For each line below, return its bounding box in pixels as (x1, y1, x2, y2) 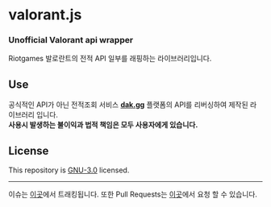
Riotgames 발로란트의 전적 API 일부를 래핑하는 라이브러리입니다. (8, 54, 212, 64)
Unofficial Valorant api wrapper (8, 35, 134, 46)
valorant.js (8, 6, 82, 24)
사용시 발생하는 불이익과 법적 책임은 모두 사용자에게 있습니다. (8, 120, 198, 130)
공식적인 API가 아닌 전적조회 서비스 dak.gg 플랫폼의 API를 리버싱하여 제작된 (8, 100, 248, 110)
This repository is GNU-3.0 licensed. (8, 165, 130, 175)
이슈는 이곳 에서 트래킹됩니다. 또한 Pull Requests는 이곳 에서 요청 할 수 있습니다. (8, 189, 258, 199)
